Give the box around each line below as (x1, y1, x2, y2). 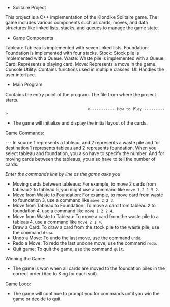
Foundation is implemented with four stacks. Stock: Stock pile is (5, 50, 139, 56)
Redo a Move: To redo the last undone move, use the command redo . (12, 240, 158, 246)
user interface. (5, 72, 36, 78)
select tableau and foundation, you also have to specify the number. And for (5, 150, 164, 157)
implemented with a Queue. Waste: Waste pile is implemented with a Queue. (5, 55, 165, 62)
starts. (5, 97, 19, 103)
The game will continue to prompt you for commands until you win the (12, 291, 160, 296)
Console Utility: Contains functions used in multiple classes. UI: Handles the (5, 66, 164, 72)
